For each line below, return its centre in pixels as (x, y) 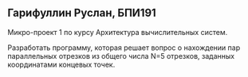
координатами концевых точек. (61, 64)
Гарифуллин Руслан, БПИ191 (82, 13)
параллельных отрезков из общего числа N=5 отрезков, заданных (121, 56)
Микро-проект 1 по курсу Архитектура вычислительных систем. (118, 32)
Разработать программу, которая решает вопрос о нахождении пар (124, 48)
